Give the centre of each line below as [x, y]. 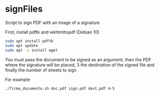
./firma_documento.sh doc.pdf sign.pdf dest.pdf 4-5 [60, 88]
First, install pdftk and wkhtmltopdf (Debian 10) [52, 32]
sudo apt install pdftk [29, 41]
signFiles [24, 9]
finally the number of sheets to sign [41, 70]
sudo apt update [22, 46]
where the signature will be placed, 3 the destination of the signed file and [80, 65]
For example [18, 79]
